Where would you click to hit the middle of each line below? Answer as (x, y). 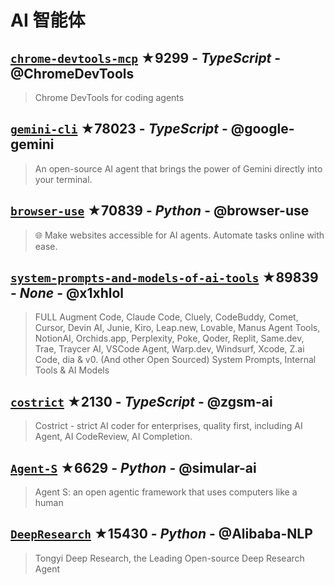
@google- (262, 129)
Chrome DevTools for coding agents (109, 97)
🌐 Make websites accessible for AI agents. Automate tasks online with (179, 235)
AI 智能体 (48, 20)
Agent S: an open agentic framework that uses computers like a (166, 492)
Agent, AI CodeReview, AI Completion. (113, 437)
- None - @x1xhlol (67, 293)
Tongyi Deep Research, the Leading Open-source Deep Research (169, 558)
